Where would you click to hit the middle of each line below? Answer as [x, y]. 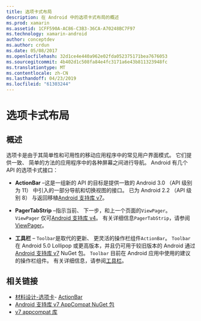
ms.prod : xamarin [28, 23]
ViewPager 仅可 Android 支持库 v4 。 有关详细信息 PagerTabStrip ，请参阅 [102, 218]
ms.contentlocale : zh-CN [37, 73]
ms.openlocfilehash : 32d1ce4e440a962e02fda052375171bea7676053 [87, 56]
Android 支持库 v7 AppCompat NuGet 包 [65, 304]
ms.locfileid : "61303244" [38, 84]
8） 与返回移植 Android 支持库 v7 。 [65, 198]
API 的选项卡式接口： [32, 170]
